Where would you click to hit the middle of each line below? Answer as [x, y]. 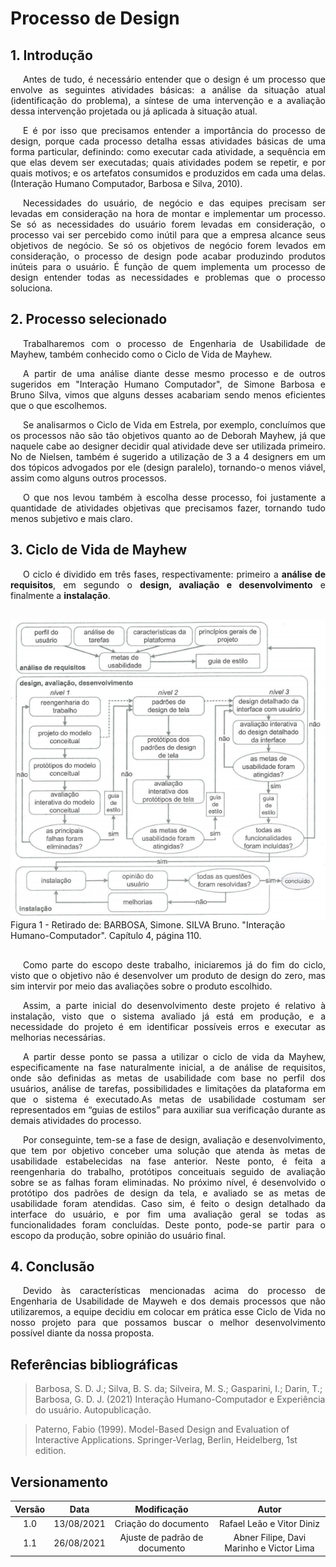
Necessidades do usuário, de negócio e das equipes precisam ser [174, 203]
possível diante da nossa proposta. [82, 1333]
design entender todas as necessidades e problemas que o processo [168, 277]
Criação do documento [162, 1523]
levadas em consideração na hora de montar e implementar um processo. [168, 213]
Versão [30, 1509]
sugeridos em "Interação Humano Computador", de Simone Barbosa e [168, 384]
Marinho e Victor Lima [269, 1548]
